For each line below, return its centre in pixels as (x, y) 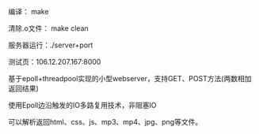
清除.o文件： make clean (48, 28)
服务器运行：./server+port (51, 45)
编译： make (29, 11)
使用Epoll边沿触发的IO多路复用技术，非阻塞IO (82, 105)
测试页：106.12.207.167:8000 (55, 62)
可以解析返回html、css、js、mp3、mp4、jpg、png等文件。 (105, 122)
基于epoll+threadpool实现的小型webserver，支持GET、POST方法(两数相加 (130, 78)
